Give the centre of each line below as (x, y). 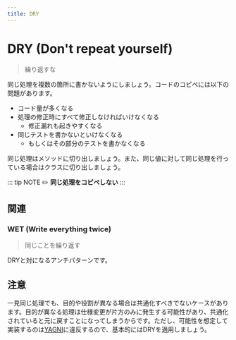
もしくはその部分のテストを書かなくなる (87, 143)
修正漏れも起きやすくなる (65, 126)
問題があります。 (32, 93)
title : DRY (23, 14)
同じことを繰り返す (52, 245)
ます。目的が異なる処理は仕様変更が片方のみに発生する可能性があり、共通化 (118, 312)
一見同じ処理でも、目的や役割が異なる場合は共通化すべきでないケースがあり (118, 303)
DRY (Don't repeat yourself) (90, 48)
